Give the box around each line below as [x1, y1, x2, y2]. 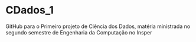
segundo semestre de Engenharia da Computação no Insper [5, 29, 152, 36]
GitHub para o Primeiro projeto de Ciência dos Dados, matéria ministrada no [5, 23, 191, 30]
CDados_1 [5, 3, 54, 17]
